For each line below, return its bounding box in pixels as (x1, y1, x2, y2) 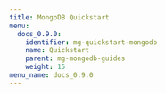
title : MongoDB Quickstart (9, 12, 110, 22)
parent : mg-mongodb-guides (25, 54, 126, 63)
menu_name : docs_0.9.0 (9, 71, 94, 80)
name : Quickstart (25, 46, 90, 55)
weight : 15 (25, 63, 66, 72)
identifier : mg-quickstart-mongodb (25, 37, 158, 47)
